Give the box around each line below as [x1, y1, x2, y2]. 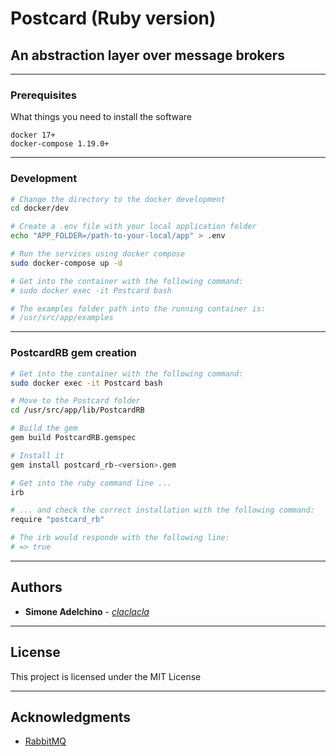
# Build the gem [10, 423, 78, 434]
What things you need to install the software [10, 111, 193, 123]
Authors [10, 579, 63, 596]
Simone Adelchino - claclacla [24, 605, 150, 617]
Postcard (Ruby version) [10, 7, 217, 30]
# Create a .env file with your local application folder [10, 222, 257, 232]
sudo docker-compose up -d [10, 258, 123, 268]
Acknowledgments [10, 708, 132, 726]
